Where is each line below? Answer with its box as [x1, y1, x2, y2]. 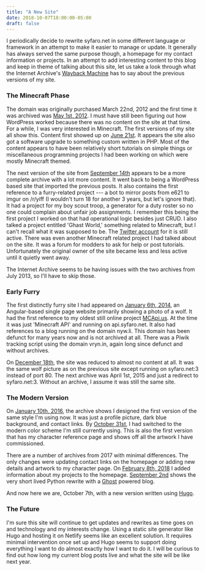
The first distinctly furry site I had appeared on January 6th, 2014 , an [6, 301, 180, 308]
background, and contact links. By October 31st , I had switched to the [6, 420, 182, 428]
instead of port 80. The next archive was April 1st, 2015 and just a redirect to [6, 371, 199, 379]
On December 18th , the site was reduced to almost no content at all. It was [6, 359, 194, 366]
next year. [6, 558, 32, 565]
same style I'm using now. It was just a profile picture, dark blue [6, 414, 167, 421]
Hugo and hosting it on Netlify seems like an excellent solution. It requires [6, 532, 192, 539]
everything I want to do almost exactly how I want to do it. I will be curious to [6, 545, 199, 552]
